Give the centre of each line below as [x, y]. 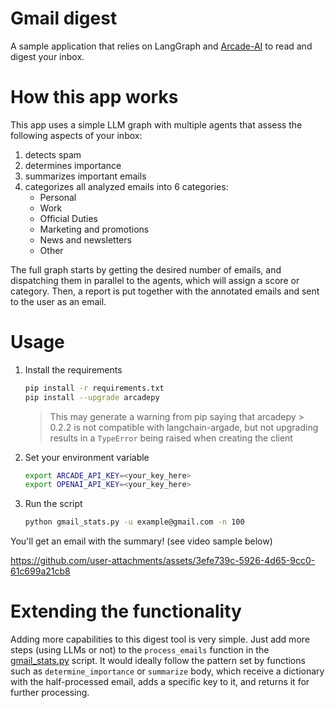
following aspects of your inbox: [76, 135]
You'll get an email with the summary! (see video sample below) [141, 541]
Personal [58, 197]
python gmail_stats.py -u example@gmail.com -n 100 [134, 522]
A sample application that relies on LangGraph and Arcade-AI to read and [161, 46]
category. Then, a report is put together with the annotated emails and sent [165, 291]
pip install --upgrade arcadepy [92, 397]
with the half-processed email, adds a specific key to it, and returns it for [160, 682]
